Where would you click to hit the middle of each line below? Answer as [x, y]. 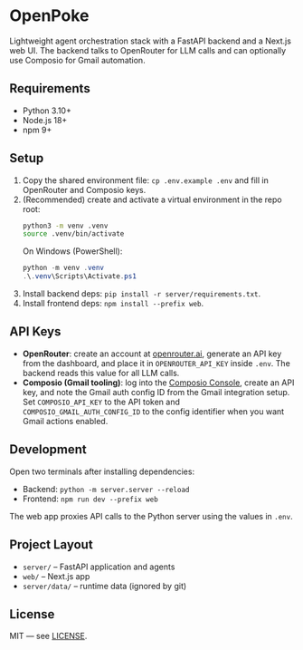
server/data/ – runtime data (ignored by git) [104, 586]
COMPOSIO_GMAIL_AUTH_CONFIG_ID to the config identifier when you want [153, 411]
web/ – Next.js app [56, 576]
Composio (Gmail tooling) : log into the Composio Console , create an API [158, 383]
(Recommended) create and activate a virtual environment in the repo [152, 199]
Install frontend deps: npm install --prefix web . [113, 304]
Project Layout [51, 545]
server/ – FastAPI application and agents [99, 567]
